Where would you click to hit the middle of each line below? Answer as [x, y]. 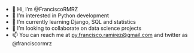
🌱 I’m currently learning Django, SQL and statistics [74, 22]
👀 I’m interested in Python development [60, 15]
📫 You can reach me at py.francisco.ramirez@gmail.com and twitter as [100, 35]
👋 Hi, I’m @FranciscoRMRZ [45, 9]
